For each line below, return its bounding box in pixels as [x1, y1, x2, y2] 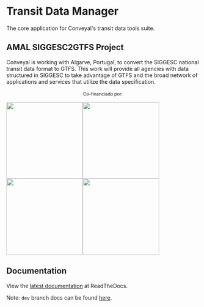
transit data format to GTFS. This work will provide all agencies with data [6, 65, 189, 72]
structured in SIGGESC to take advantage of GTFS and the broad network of [6, 72, 198, 79]
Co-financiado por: [82, 91, 123, 97]
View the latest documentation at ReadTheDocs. [6, 282, 128, 289]
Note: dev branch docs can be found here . [6, 294, 112, 301]
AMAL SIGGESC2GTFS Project [6, 42, 124, 53]
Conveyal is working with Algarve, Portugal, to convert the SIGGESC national [6, 58, 199, 65]
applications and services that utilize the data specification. [6, 78, 156, 85]
